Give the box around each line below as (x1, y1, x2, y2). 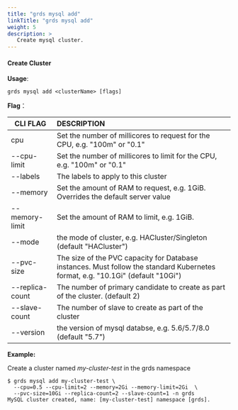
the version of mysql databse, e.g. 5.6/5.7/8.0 (56, 323, 210, 333)
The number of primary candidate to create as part (56, 282, 225, 292)
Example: (7, 350, 36, 359)
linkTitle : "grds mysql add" (7, 17, 93, 24)
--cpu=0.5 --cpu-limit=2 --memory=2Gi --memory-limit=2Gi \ (13, 384, 198, 391)
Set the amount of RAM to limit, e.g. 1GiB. (56, 212, 195, 222)
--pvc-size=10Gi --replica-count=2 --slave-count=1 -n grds (13, 390, 195, 397)
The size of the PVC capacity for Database (56, 253, 198, 263)
